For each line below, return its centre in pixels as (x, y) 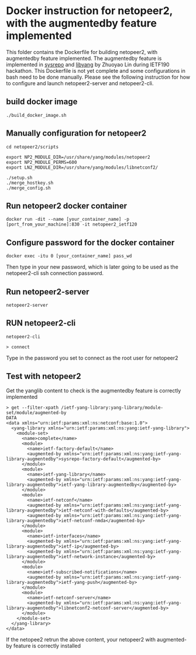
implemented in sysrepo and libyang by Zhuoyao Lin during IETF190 (88, 64)
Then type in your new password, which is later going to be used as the (92, 267)
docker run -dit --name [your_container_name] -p (68, 219)
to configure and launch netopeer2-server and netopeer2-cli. (80, 83)
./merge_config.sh (28, 188)
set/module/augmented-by (36, 412)
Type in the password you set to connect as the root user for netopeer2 (92, 358)
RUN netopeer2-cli (41, 323)
